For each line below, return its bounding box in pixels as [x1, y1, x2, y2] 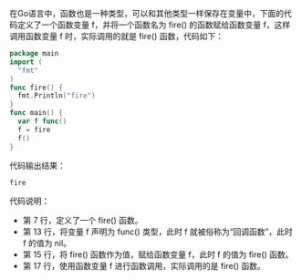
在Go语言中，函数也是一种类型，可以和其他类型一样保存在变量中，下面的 [9, 8, 285, 18]
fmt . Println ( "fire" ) [17, 91, 96, 100]
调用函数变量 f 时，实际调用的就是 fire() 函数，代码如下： [9, 31, 224, 41]
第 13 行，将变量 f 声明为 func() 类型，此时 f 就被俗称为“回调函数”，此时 [22, 226, 294, 237]
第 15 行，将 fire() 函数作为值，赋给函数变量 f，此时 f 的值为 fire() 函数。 [22, 249, 294, 260]
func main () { [9, 109, 64, 118]
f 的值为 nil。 [22, 237, 71, 248]
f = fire [17, 125, 51, 134]
